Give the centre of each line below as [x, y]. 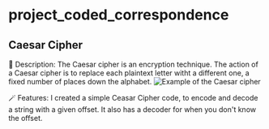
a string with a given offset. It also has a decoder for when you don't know [132, 110]
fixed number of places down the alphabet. [80, 82]
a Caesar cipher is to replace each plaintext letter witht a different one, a [129, 73]
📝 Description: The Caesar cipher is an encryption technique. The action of [134, 64]
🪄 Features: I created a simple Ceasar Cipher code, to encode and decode [133, 98]
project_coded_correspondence [119, 15]
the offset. [26, 118]
